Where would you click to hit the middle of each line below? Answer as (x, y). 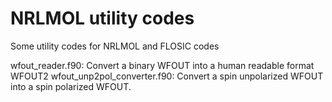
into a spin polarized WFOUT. (71, 86)
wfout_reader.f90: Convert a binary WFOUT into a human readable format (162, 65)
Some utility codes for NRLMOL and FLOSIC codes (115, 46)
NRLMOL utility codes (102, 18)
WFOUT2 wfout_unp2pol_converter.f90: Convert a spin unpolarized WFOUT (167, 76)
